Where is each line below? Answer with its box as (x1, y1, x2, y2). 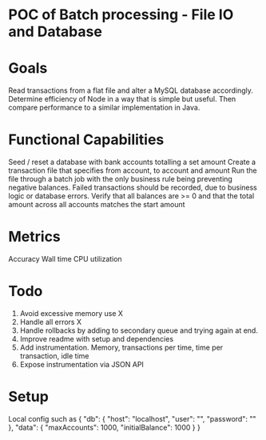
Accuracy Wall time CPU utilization (8, 254, 122, 263)
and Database (8, 22, 102, 41)
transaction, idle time (19, 350, 89, 361)
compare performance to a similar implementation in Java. (8, 102, 200, 113)
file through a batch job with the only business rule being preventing (8, 174, 233, 184)
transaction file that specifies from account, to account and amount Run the (8, 166, 257, 175)
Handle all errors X (19, 317, 82, 326)
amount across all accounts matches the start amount (8, 200, 185, 210)
